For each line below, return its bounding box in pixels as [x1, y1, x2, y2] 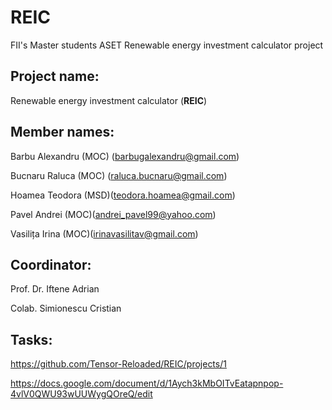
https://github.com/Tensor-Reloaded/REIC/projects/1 [10, 358, 227, 370]
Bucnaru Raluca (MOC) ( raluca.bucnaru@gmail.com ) [10, 169, 228, 181]
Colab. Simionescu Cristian [10, 302, 122, 315]
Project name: [10, 68, 100, 85]
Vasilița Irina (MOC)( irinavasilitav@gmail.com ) [10, 227, 199, 240]
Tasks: [10, 331, 53, 348]
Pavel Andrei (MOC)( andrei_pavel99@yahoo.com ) [10, 208, 217, 220]
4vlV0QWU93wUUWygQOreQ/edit [10, 388, 153, 400]
